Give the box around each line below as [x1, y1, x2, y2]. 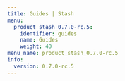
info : [7, 56, 23, 63]
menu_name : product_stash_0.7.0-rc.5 [7, 50, 119, 57]
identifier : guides [20, 30, 78, 37]
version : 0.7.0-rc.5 [13, 63, 74, 70]
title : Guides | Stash [7, 10, 74, 18]
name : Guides [20, 37, 59, 44]
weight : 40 [20, 43, 52, 50]
